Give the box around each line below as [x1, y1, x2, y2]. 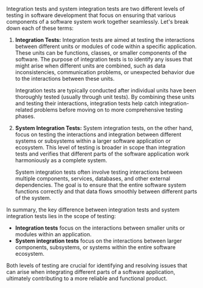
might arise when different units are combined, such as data [15, 62, 166, 69]
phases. [15, 112, 35, 120]
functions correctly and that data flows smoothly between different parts [15, 188, 198, 195]
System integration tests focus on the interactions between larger [15, 237, 182, 244]
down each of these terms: [6, 24, 74, 32]
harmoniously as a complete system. [15, 157, 108, 163]
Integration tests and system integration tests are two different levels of [6, 5, 185, 12]
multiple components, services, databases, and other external [15, 175, 170, 182]
